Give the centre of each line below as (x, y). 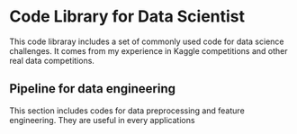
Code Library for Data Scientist (127, 17)
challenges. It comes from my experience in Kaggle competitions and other (148, 50)
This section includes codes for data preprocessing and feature (127, 111)
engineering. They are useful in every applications (102, 120)
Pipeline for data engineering (92, 89)
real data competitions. (52, 60)
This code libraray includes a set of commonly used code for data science (147, 41)
